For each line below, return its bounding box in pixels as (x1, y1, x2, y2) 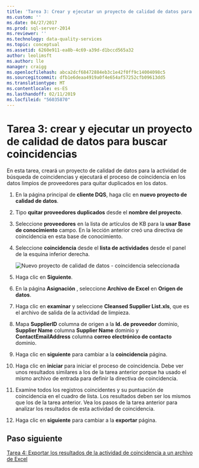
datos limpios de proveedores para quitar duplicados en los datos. (6, 179, 168, 186)
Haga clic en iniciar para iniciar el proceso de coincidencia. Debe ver (15, 362, 184, 369)
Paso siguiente (6, 433, 63, 444)
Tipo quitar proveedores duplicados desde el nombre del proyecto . (15, 208, 182, 216)
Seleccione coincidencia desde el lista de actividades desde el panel (15, 244, 186, 251)
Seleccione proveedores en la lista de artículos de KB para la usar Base (15, 220, 191, 227)
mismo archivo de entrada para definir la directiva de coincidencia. (15, 375, 178, 382)
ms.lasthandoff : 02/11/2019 (6, 91, 76, 97)
